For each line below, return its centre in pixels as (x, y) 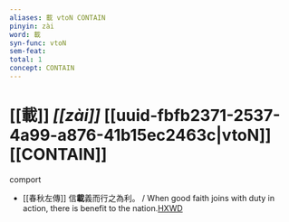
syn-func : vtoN (38, 43)
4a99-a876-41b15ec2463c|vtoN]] (140, 135)
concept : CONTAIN (42, 69)
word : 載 (25, 34)
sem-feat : (28, 51)
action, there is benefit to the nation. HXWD (102, 208)
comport (25, 179)
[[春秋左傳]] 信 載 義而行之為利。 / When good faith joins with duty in (149, 198)
